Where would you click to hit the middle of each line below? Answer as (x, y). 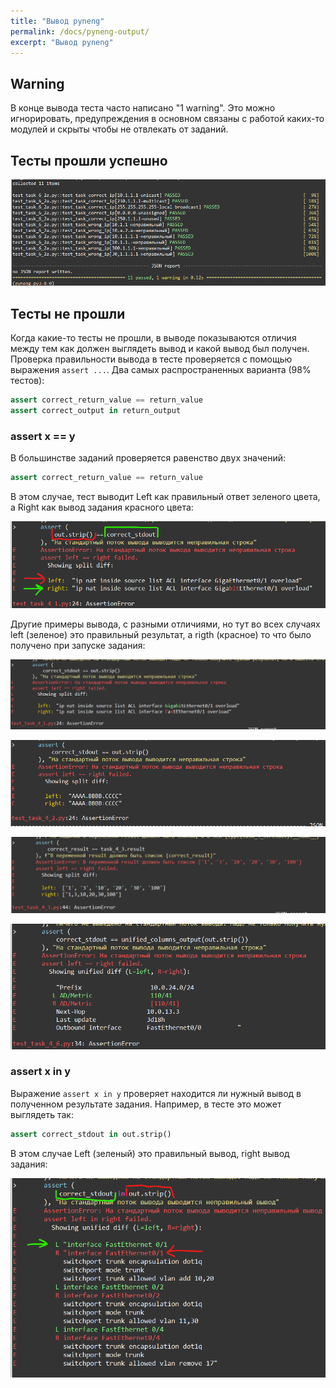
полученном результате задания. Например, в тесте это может (146, 1104)
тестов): (27, 381)
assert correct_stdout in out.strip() (91, 1134)
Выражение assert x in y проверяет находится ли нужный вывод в (156, 1093)
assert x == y (43, 436)
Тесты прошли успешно (89, 160)
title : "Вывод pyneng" (57, 21)
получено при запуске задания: (78, 645)
